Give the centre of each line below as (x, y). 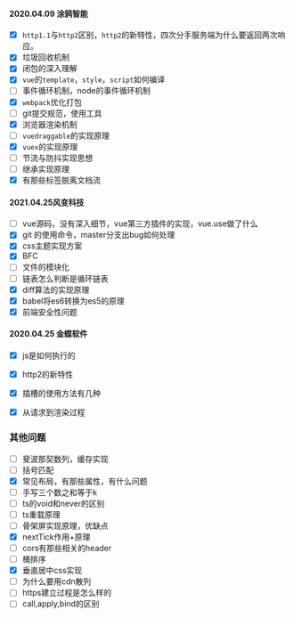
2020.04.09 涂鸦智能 (49, 13)
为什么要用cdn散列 (57, 581)
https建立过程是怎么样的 (67, 593)
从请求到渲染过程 (53, 412)
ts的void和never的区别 (63, 503)
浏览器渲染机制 (49, 124)
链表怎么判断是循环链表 (65, 278)
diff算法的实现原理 (56, 289)
